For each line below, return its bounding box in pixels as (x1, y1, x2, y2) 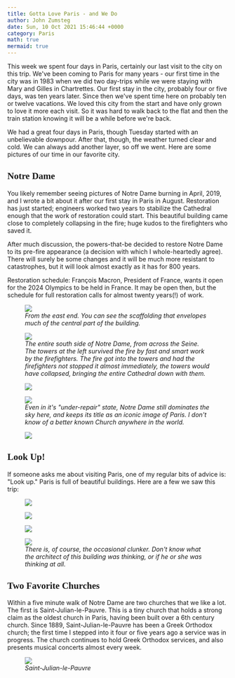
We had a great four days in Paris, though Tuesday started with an (7, 128, 199, 136)
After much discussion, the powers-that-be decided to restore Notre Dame (7, 240, 223, 248)
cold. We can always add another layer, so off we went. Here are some (7, 143, 212, 151)
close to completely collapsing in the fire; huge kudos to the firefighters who (7, 219, 228, 227)
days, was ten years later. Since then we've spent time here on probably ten (7, 92, 227, 100)
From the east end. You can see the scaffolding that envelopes (25, 311, 207, 320)
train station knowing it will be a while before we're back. (7, 114, 172, 123)
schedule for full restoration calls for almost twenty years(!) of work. (7, 290, 205, 299)
